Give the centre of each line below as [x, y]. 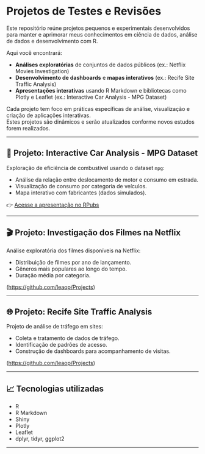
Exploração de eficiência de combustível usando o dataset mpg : [85, 168]
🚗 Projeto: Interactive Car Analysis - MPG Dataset [102, 153]
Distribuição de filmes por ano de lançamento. [73, 262]
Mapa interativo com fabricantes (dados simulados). [81, 193]
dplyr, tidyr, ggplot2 [40, 439]
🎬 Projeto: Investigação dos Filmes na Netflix [94, 233]
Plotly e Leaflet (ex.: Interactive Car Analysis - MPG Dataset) [91, 97]
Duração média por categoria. [53, 275]
